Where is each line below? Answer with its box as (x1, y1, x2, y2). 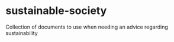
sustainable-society (5, 4, 107, 17)
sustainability (5, 29, 38, 36)
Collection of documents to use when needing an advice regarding (5, 23, 168, 30)
